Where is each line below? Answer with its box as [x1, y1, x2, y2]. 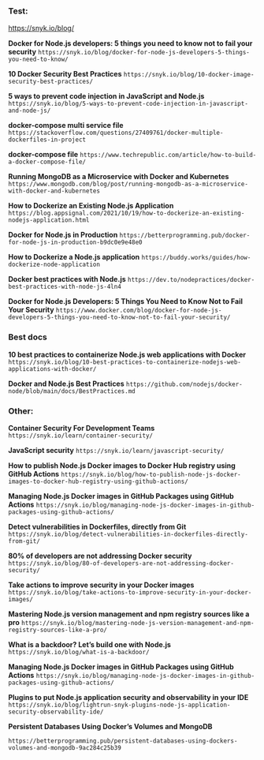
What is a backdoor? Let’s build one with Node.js [8, 639, 172, 649]
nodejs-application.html [8, 216, 90, 224]
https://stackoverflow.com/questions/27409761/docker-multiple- [8, 129, 224, 137]
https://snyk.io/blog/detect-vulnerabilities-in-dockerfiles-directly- [8, 530, 248, 538]
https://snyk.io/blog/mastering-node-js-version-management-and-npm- [20, 619, 255, 627]
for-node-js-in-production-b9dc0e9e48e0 [8, 238, 143, 246]
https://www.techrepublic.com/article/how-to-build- [80, 152, 257, 159]
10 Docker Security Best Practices [8, 69, 122, 79]
